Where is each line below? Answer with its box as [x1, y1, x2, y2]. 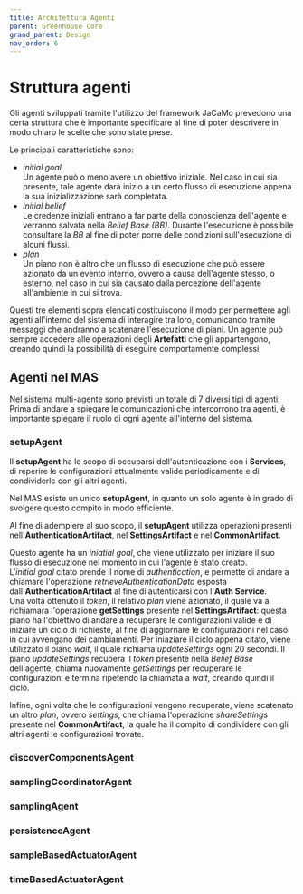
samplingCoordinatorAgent [9, 776, 133, 789]
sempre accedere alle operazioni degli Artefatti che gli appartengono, [9, 334, 271, 345]
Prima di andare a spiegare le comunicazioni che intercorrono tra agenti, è [9, 403, 286, 413]
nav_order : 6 [9, 38, 59, 48]
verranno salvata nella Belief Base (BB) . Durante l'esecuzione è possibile [22, 219, 294, 231]
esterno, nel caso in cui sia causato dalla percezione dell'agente [22, 277, 262, 288]
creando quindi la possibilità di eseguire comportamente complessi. [9, 344, 262, 355]
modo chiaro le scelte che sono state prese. [9, 127, 174, 138]
